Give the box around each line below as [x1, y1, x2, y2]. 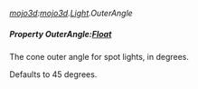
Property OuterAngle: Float [9, 28, 112, 39]
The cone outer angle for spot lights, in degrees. [9, 51, 190, 62]
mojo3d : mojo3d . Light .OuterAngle [9, 8, 133, 18]
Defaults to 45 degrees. [9, 68, 98, 80]
